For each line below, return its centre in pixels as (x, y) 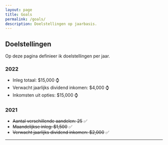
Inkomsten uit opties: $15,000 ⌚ (45, 95)
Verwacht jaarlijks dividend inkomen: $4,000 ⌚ (60, 87)
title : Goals (19, 14)
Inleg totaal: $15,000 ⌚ (36, 80)
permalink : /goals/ (25, 19)
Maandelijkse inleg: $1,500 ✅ (42, 126)
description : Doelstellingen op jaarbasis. (51, 24)
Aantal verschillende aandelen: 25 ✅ (50, 121)
